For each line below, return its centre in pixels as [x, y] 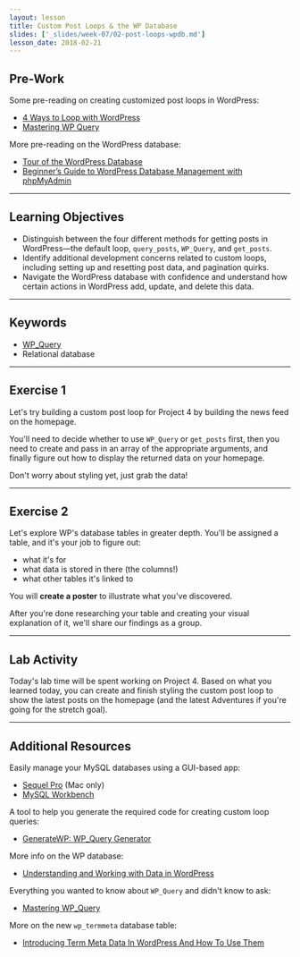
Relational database [58, 353]
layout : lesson [37, 17]
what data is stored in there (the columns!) [100, 570]
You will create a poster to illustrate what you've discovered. [121, 597]
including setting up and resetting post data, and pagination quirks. [146, 267]
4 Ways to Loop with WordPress [81, 118]
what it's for [44, 560]
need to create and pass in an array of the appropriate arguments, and [138, 448]
